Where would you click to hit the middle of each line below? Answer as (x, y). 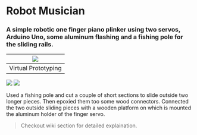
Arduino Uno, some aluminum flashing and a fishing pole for (95, 37)
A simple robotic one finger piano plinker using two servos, (93, 30)
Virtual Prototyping (35, 68)
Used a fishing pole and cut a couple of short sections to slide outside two (97, 95)
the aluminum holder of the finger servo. (56, 114)
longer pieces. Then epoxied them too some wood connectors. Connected (97, 102)
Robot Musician (46, 11)
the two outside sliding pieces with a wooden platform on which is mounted (99, 108)
